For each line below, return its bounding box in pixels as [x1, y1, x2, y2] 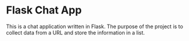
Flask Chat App [6, 4, 82, 17]
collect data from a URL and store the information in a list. [6, 29, 145, 36]
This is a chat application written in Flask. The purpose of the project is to [6, 23, 183, 30]
